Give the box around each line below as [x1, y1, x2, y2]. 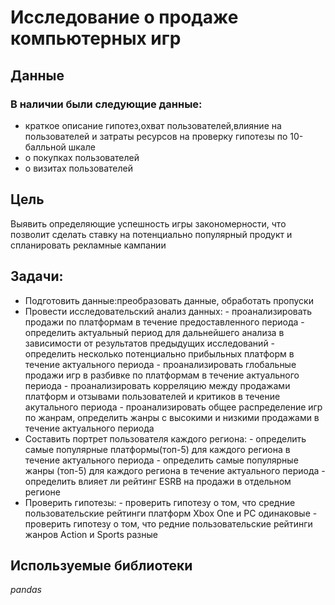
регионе [24, 486, 61, 498]
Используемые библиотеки [10, 557, 193, 574]
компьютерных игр [10, 27, 182, 50]
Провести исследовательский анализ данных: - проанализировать [24, 305, 313, 317]
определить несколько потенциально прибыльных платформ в [24, 347, 295, 360]
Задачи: [10, 268, 64, 285]
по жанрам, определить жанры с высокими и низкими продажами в [24, 411, 320, 423]
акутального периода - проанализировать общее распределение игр [24, 401, 323, 413]
